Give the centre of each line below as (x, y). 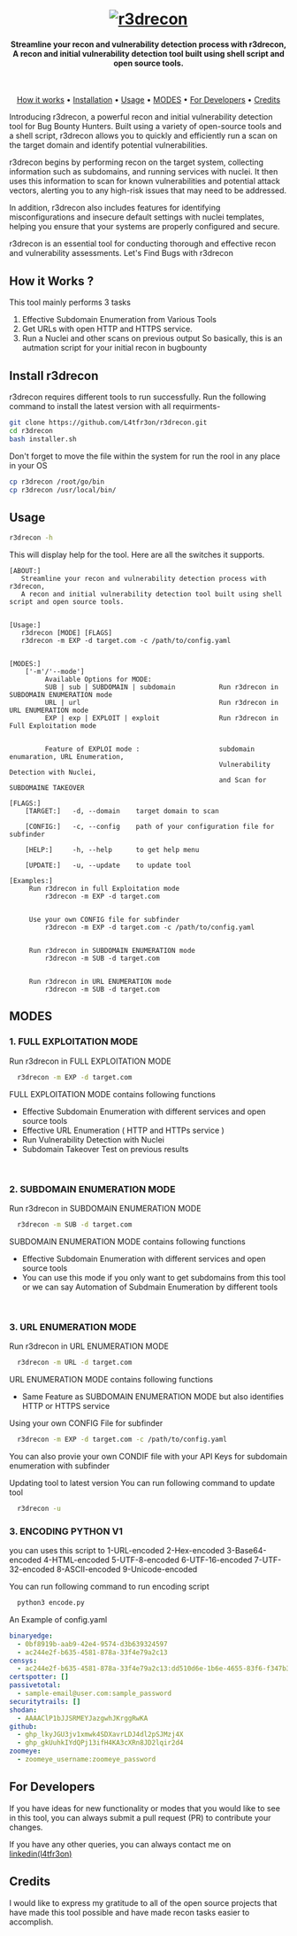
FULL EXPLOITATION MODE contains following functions (113, 1094)
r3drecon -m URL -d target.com (75, 1363)
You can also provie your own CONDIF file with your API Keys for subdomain (148, 1456)
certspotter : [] (39, 1677)
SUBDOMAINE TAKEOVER (47, 788)
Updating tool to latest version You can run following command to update (142, 1483)
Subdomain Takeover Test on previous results (105, 1149)
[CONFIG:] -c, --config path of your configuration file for (150, 827)
